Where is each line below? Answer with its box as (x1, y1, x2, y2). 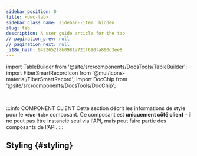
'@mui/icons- (92, 69, 126, 77)
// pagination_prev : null (6, 36, 70, 42)
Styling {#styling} (6, 141, 73, 151)
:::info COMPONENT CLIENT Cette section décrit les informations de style (6, 104, 186, 112)
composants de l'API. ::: (6, 123, 64, 130)
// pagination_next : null (6, 42, 70, 48)
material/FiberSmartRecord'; (6, 75, 75, 82)
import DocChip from (75, 75, 128, 82)
